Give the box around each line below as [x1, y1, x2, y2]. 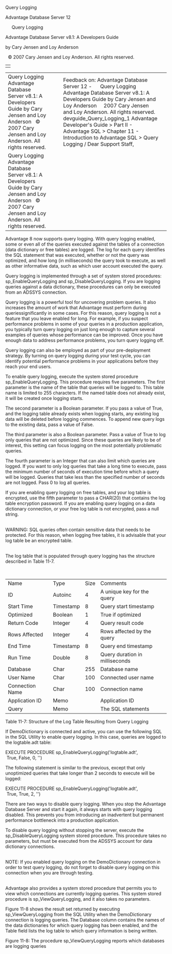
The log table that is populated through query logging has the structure [5, 553, 155, 559]
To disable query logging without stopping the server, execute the [5, 827, 144, 833]
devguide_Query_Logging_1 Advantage [63, 115, 158, 122]
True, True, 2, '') [6, 791, 41, 797]
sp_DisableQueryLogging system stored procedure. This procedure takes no [5, 833, 167, 839]
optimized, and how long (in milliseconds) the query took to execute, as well [5, 257, 166, 263]
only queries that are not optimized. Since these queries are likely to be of [5, 437, 161, 443]
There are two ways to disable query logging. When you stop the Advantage [5, 801, 166, 807]
